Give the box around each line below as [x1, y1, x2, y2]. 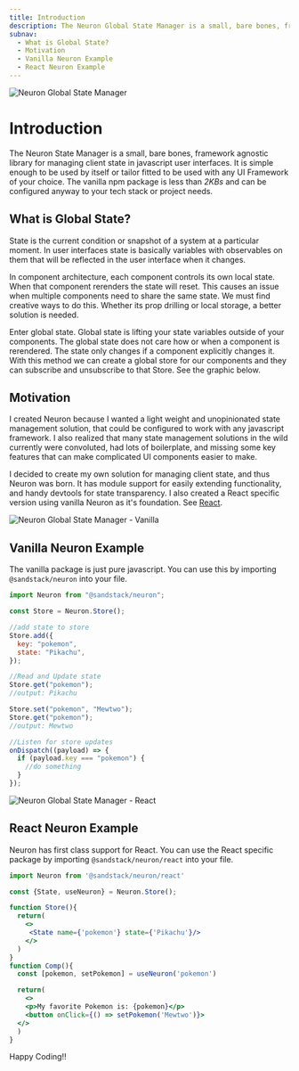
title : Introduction [9, 12, 86, 22]
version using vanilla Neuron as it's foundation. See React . [9, 497, 223, 508]
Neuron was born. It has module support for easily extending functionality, [9, 478, 282, 489]
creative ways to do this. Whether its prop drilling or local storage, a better [9, 299, 282, 310]
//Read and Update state [9, 672, 101, 682]
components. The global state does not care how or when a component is [9, 336, 280, 347]
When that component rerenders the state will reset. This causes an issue [9, 281, 279, 291]
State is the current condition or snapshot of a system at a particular [9, 235, 260, 246]
